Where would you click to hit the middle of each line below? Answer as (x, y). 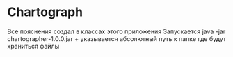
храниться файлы (33, 46)
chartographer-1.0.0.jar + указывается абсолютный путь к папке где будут (117, 38)
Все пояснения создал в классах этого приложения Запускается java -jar (116, 31)
